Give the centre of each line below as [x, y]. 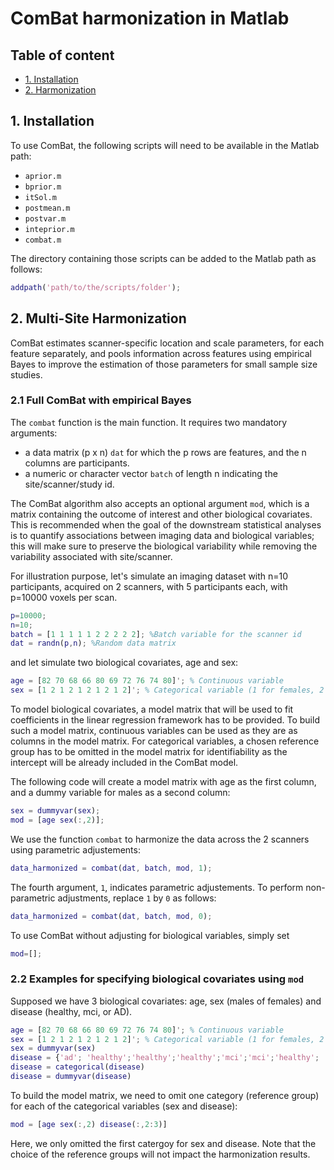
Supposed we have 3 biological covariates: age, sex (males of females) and [166, 1001]
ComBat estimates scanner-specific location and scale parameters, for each [167, 343]
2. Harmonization [60, 90]
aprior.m [43, 176]
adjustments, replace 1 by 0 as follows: [137, 898]
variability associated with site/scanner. [91, 556]
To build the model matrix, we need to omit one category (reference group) [165, 1095]
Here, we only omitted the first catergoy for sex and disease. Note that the [163, 1143]
